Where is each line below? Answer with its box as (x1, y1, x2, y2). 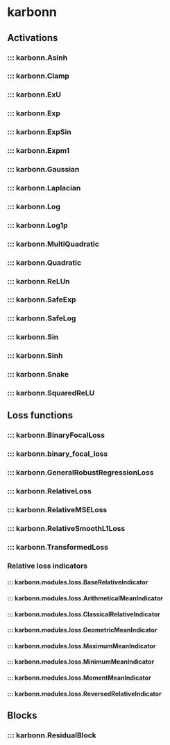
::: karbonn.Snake (7, 370, 69, 379)
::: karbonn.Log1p (7, 220, 68, 230)
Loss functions (7, 409, 74, 421)
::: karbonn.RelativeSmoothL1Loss (7, 524, 126, 534)
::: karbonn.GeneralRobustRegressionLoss (7, 468, 154, 477)
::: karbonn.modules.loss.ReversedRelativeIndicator (7, 689, 162, 698)
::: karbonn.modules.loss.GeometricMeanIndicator (7, 626, 158, 635)
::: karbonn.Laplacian (7, 183, 81, 193)
